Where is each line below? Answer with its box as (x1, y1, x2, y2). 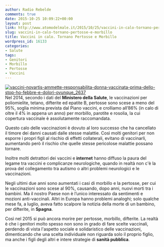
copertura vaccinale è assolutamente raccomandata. (5, 115, 111, 121)
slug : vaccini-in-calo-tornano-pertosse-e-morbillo (5, 30, 112, 35)
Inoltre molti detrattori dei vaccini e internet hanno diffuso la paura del (5, 155, 147, 161)
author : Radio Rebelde (5, 7, 51, 12)
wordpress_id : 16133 (5, 39, 47, 44)
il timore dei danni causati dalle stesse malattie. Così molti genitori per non (5, 130, 155, 136)
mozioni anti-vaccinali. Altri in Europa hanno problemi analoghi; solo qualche (5, 196, 159, 202)
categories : (5, 44, 29, 48)
